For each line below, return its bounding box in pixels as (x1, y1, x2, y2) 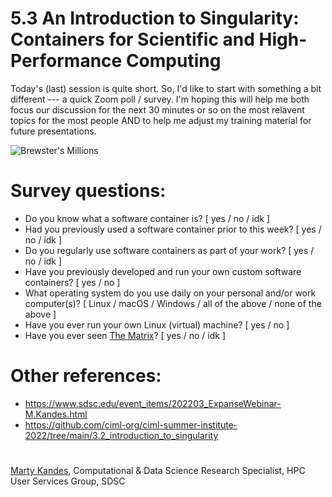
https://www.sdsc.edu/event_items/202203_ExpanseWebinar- (24, 397, 282, 409)
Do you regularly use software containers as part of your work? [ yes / (24, 244, 315, 256)
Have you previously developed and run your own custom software (24, 265, 302, 277)
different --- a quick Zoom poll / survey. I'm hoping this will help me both (10, 93, 310, 105)
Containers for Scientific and (10, 28, 255, 51)
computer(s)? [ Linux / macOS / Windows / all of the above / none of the (24, 297, 322, 309)
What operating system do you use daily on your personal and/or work (24, 287, 317, 299)
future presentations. (10, 125, 97, 137)
